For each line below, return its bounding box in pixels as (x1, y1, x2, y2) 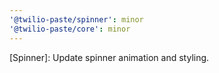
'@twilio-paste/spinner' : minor (9, 14, 144, 25)
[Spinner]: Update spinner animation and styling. (9, 51, 210, 63)
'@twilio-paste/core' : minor (9, 24, 131, 34)
